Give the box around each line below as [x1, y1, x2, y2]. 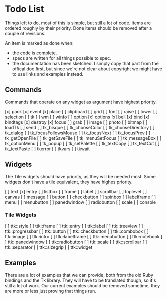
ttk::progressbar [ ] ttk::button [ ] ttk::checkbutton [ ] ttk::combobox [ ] [5, 228, 149, 234]
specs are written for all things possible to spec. [12, 55, 111, 61]
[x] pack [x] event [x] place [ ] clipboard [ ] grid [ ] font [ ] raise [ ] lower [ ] [5, 108, 158, 114]
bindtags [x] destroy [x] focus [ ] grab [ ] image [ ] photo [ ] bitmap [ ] [5, 119, 148, 125]
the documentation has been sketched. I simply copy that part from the [12, 60, 159, 66]
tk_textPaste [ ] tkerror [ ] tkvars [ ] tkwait [5, 146, 90, 152]
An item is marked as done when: [5, 40, 74, 46]
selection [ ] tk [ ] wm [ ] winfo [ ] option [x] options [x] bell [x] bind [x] [5, 114, 150, 120]
